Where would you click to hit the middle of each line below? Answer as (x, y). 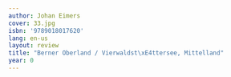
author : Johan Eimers (45, 16)
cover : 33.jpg (32, 23)
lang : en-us (28, 38)
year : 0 (21, 61)
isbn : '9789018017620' (46, 30)
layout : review (34, 46)
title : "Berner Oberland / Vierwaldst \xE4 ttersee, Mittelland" (116, 53)
